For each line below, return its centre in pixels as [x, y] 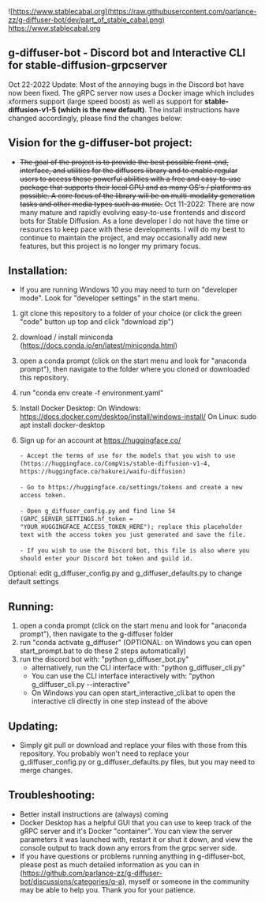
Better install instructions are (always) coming [94, 814]
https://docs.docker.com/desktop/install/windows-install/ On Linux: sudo [138, 417]
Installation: [38, 271]
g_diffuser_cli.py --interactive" [81, 685]
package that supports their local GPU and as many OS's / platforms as [135, 187]
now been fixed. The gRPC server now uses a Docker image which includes [131, 92]
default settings [34, 582]
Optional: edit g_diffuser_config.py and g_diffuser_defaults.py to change [125, 573]
